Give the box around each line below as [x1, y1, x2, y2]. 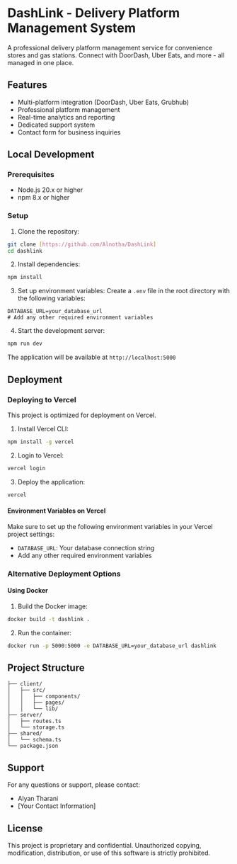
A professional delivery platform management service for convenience [7, 43, 213, 52]
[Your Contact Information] [17, 802, 96, 810]
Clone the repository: [17, 227, 80, 235]
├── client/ [7, 681, 42, 688]
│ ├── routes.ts [7, 717, 62, 725]
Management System [7, 20, 137, 36]
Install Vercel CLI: [17, 424, 69, 433]
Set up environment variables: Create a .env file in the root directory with [17, 287, 230, 295]
